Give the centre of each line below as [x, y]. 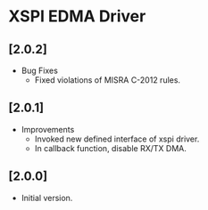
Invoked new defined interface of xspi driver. [117, 139]
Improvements [48, 129]
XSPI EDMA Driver [77, 16]
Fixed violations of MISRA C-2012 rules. [107, 80]
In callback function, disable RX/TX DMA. [110, 148]
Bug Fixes [40, 70]
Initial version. [47, 198]
